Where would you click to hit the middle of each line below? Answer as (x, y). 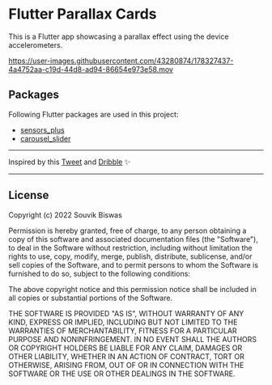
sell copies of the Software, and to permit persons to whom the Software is (134, 264)
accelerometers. (36, 44)
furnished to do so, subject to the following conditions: (99, 273)
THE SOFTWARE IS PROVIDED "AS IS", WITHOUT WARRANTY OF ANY (126, 313)
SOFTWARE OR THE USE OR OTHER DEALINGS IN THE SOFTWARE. (122, 374)
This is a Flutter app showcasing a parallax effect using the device (119, 36)
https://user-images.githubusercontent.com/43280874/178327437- (121, 61)
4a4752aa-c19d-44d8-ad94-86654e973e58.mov (91, 69)
